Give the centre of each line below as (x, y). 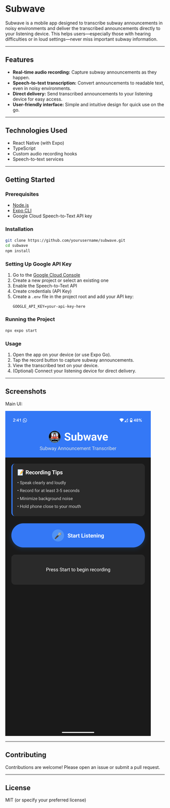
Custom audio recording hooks (45, 153)
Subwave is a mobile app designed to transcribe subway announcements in (84, 23)
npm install (18, 251)
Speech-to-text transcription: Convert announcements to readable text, (88, 83)
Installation (19, 229)
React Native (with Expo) (38, 143)
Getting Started (30, 180)
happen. (21, 77)
